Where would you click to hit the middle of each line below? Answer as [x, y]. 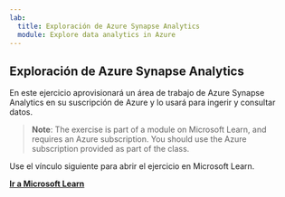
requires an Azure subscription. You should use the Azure [139, 139]
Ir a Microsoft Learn [47, 184]
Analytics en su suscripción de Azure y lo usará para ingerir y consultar [142, 103]
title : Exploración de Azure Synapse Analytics [109, 26]
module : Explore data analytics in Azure [97, 34]
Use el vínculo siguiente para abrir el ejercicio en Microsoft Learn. [132, 166]
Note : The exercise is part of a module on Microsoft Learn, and [149, 130]
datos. [21, 112]
